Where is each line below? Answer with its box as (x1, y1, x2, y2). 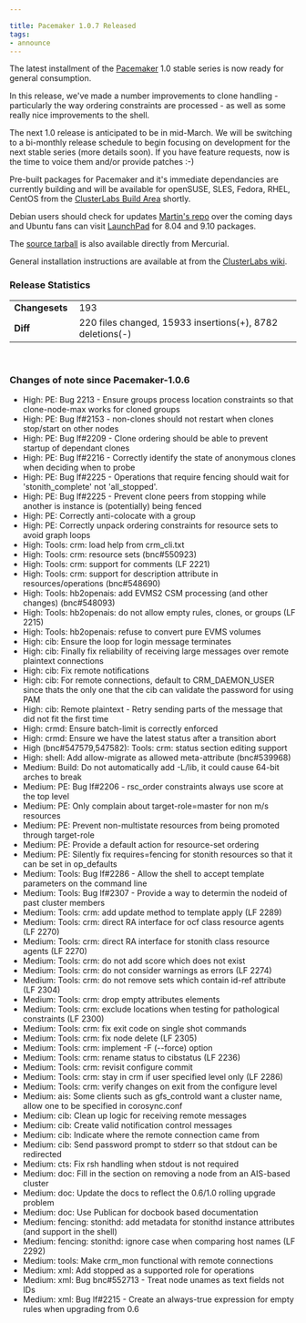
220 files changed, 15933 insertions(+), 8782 (78, 316, 279, 329)
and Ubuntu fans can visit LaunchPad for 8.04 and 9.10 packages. (9, 220, 257, 232)
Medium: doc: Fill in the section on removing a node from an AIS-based (22, 1167, 291, 1179)
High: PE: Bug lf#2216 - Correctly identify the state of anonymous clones (22, 452, 296, 463)
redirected (22, 1148, 62, 1159)
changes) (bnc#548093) (22, 597, 116, 608)
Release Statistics (9, 279, 91, 291)
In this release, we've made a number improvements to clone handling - (9, 90, 279, 101)
